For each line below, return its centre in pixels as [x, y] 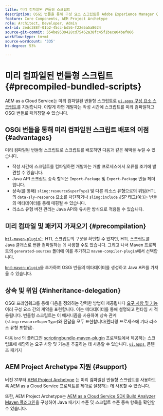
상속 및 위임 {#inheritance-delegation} [63, 290]
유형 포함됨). [22, 327]
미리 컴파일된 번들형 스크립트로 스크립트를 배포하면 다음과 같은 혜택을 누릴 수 [78, 150]
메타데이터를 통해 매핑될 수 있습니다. [52, 203]
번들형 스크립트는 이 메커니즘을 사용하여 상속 [65, 315]
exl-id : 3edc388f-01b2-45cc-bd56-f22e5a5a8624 [53, 28]
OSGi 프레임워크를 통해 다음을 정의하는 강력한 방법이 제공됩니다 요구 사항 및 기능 [81, 303]
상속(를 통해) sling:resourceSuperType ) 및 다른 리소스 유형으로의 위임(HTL [84, 191]
